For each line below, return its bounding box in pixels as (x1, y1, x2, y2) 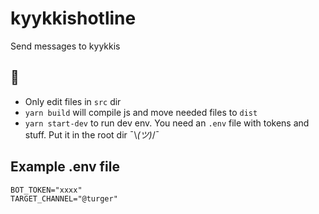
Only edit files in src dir (24, 95, 122, 107)
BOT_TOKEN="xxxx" (10, 185, 83, 195)
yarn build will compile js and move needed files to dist (24, 106, 258, 118)
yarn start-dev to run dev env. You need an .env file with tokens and (24, 117, 310, 129)
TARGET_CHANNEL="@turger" (10, 193, 118, 204)
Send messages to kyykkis (10, 40, 121, 52)
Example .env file (10, 158, 120, 176)
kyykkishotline (10, 7, 137, 30)
